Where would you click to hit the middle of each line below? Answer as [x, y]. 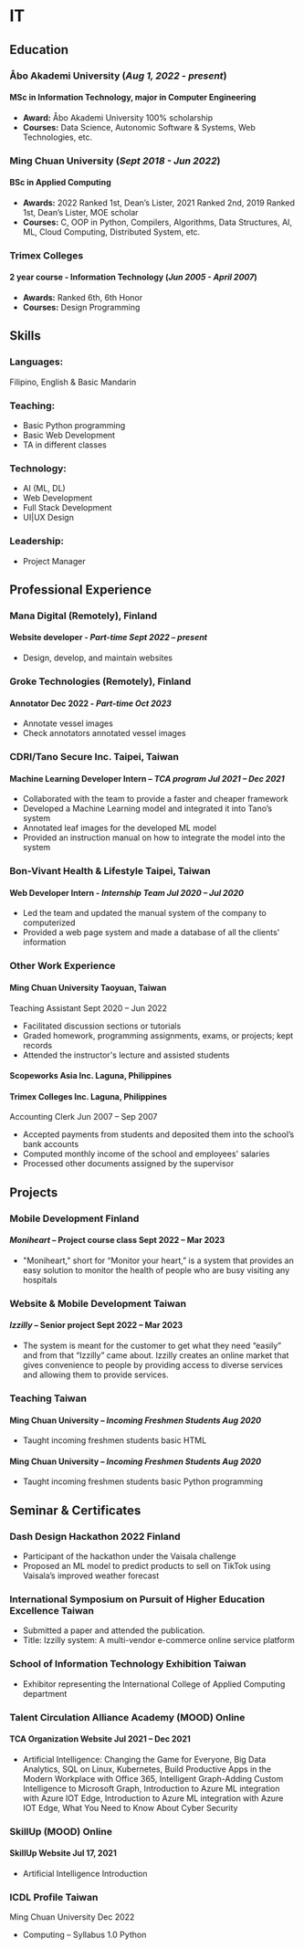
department [45, 1693]
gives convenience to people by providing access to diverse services [152, 1364]
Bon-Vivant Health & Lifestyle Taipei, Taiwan [110, 871]
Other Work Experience [63, 966]
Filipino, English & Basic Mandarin [73, 382]
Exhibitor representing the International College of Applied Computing [154, 1684]
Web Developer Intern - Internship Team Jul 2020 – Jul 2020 [127, 892]
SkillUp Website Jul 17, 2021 [63, 1853]
